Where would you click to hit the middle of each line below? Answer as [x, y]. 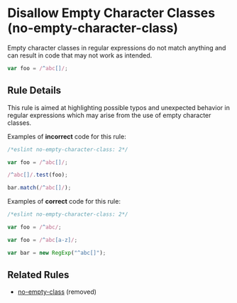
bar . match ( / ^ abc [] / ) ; [39, 188]
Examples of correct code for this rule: [64, 202]
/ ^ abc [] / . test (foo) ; [38, 175]
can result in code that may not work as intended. [80, 55]
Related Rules [38, 275]
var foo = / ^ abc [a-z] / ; [43, 240]
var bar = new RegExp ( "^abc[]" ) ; [57, 253]
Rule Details [34, 90]
